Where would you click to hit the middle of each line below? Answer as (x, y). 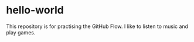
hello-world (35, 10)
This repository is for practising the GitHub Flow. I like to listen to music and (97, 26)
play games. (21, 32)
